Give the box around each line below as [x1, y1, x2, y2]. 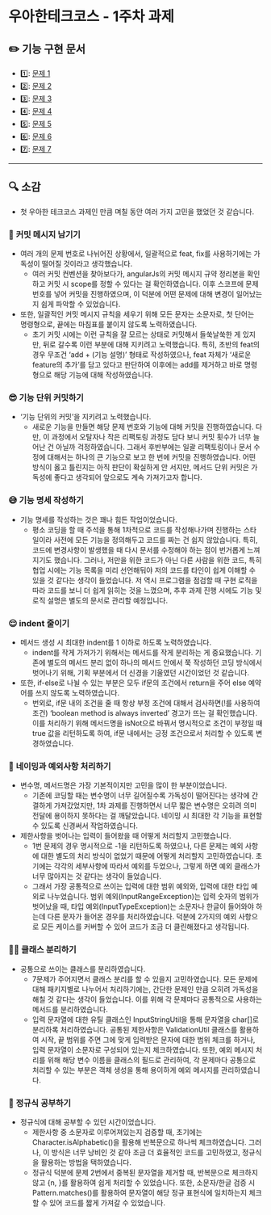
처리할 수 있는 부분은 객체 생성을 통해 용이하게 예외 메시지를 [31, 1065, 219, 1074]
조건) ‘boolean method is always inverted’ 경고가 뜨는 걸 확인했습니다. [31, 708, 258, 717]
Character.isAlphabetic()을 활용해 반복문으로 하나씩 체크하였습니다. [31, 1137, 248, 1147]
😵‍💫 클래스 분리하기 [8, 944, 77, 956]
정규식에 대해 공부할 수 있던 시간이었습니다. [19, 1116, 156, 1127]
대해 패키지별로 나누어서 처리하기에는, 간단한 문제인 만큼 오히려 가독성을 [31, 984, 259, 994]
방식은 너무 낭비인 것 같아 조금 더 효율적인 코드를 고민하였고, [51, 1147, 240, 1157]
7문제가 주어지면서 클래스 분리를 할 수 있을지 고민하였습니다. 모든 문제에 [31, 974, 258, 984]
